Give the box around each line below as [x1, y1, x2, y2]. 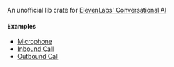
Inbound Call [17, 45, 54, 53]
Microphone [17, 38, 52, 46]
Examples [7, 22, 37, 30]
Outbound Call [17, 52, 59, 61]
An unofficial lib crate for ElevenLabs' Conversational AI [7, 6, 167, 14]
